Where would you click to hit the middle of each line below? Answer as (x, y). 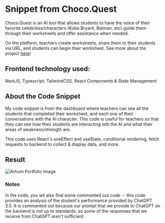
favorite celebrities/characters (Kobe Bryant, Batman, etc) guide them (76, 28)
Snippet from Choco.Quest (61, 9)
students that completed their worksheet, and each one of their (69, 113)
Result (15, 159)
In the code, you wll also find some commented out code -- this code (75, 195)
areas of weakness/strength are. (38, 129)
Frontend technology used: (48, 69)
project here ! (18, 53)
